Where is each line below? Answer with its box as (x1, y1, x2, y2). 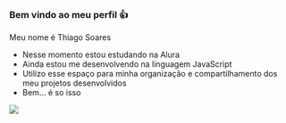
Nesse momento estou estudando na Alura (21, 49, 181, 61)
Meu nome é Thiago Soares (9, 32, 112, 43)
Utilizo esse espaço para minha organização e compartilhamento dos (21, 69, 278, 79)
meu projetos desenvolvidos (21, 78, 127, 88)
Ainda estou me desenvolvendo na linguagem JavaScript (21, 59, 232, 70)
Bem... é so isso (21, 87, 81, 98)
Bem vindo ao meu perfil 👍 (9, 8, 129, 20)
